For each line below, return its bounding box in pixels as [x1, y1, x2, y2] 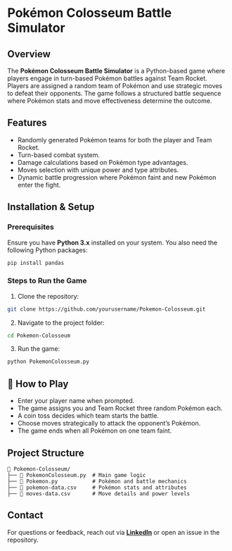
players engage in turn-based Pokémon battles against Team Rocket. [7, 74, 207, 82]
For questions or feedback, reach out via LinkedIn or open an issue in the [7, 528, 220, 536]
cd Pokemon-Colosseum [7, 332, 71, 339]
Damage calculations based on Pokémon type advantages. [17, 158, 188, 166]
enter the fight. [17, 180, 61, 189]
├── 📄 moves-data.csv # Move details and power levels [7, 490, 191, 497]
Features [7, 117, 47, 129]
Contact [7, 509, 44, 521]
